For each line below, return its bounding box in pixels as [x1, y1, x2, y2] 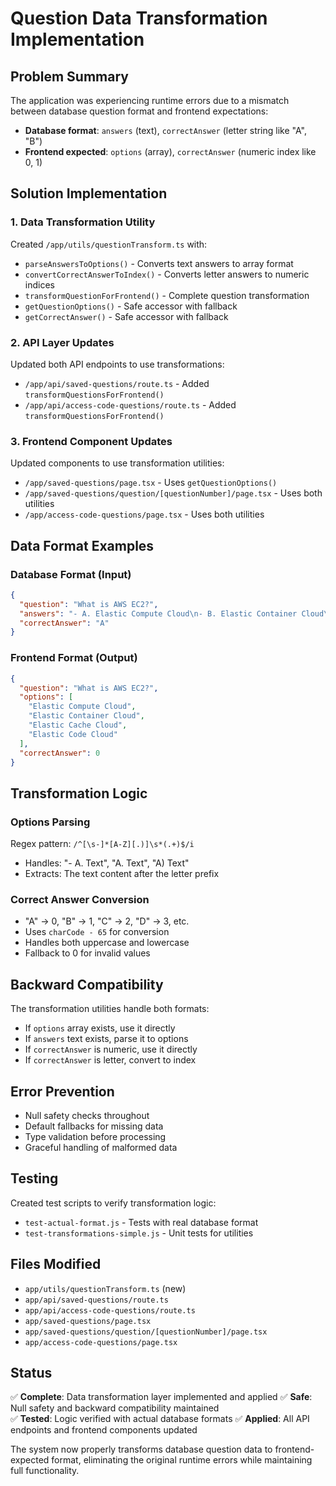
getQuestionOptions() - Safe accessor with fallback [24, 300, 238, 312]
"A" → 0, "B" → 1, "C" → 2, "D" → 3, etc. [24, 915, 190, 927]
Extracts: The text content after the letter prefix [24, 868, 220, 880]
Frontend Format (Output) [10, 651, 138, 665]
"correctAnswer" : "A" [19, 618, 110, 628]
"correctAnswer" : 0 [19, 748, 101, 758]
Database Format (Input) [10, 567, 132, 581]
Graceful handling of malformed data [24, 1142, 178, 1153]
